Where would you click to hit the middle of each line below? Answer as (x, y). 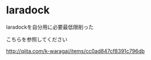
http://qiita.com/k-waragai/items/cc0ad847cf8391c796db (75, 51)
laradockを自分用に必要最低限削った (50, 27)
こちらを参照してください (37, 39)
